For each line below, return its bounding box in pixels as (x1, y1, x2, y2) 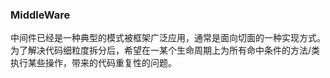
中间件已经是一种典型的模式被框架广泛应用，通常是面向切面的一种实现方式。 (10, 32, 326, 44)
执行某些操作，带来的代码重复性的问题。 (10, 57, 177, 69)
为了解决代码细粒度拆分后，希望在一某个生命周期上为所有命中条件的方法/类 (10, 44, 321, 57)
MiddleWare (10, 8, 71, 22)
